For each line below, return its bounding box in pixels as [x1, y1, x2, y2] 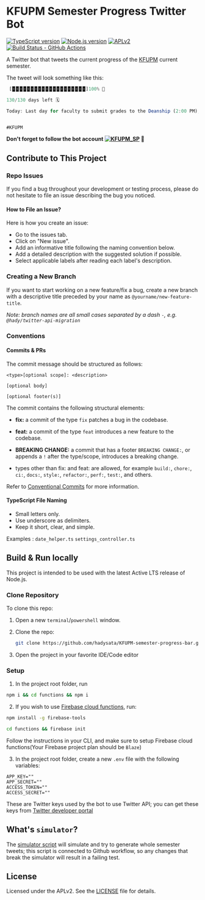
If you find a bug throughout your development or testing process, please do [6, 185, 199, 193]
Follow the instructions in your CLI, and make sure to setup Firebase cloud [6, 737, 193, 744]
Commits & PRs [6, 347, 46, 354]
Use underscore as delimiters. [15, 517, 91, 524]
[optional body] [6, 383, 48, 389]
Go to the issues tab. [15, 231, 68, 239]
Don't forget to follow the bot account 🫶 [6, 136, 145, 143]
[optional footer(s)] [6, 393, 62, 399]
